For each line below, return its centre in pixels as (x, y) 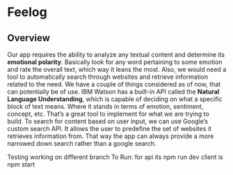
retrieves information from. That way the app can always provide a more (111, 136)
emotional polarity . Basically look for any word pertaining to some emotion (115, 62)
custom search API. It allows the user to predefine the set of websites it (110, 129)
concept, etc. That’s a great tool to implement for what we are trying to (109, 114)
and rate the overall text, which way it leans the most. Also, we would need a (117, 69)
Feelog (27, 12)
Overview (29, 38)
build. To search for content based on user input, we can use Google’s (108, 121)
